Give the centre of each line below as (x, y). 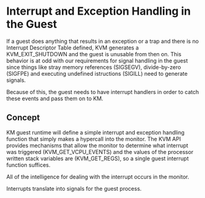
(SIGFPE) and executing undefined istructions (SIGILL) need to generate (97, 73)
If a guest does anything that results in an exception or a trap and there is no (102, 41)
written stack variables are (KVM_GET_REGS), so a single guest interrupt (98, 158)
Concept (23, 118)
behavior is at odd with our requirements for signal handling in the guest (97, 61)
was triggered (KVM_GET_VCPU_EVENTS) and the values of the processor (100, 152)
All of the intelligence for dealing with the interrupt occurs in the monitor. (98, 177)
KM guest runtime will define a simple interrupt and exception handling (95, 132)
